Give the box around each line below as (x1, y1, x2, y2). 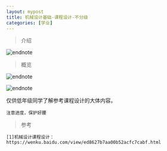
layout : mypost (6, 8, 44, 15)
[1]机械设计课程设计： (6, 134, 55, 140)
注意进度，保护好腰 (6, 110, 47, 116)
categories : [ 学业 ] (6, 20, 53, 26)
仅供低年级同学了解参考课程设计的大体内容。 (6, 97, 116, 104)
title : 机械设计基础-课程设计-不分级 (6, 14, 88, 20)
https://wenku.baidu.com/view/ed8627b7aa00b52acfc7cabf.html (6, 140, 162, 146)
